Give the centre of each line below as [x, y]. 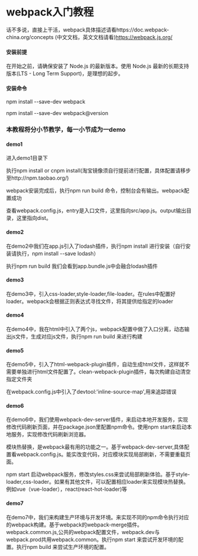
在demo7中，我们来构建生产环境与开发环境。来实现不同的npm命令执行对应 [98, 517]
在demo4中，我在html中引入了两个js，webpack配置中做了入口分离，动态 [95, 329]
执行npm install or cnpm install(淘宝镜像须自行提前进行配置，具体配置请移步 [98, 171]
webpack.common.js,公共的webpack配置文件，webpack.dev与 [83, 532]
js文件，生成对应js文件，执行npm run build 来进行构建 [77, 337]
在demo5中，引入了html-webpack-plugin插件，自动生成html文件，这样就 [95, 365]
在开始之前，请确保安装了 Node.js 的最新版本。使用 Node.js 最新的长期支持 [98, 66]
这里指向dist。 [34, 218]
